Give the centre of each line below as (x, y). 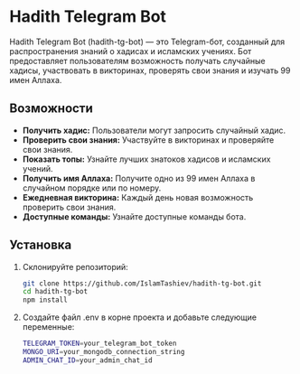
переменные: (48, 327)
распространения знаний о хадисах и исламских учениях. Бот (131, 51)
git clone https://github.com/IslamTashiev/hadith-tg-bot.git (142, 283)
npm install (45, 300)
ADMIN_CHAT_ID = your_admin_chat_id (87, 360)
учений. (37, 168)
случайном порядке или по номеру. (92, 188)
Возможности (51, 109)
